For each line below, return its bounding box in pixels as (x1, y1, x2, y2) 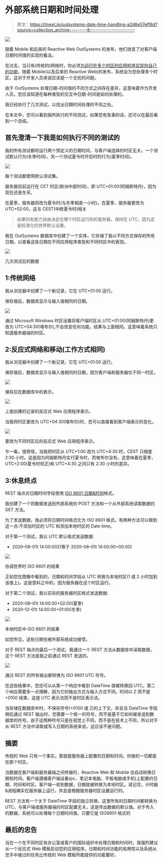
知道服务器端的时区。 (5, 330, 48, 336)
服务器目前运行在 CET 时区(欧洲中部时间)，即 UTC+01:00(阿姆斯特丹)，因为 (5, 183, 157, 189)
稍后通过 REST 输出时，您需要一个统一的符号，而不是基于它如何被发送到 (5, 712, 150, 717)
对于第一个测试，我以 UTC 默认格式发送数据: (5, 534, 95, 540)
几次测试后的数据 (5, 258, 39, 264)
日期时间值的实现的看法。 (5, 52, 56, 58)
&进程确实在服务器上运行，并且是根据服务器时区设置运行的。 (5, 787, 127, 793)
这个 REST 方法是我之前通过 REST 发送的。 (5, 653, 91, 659)
